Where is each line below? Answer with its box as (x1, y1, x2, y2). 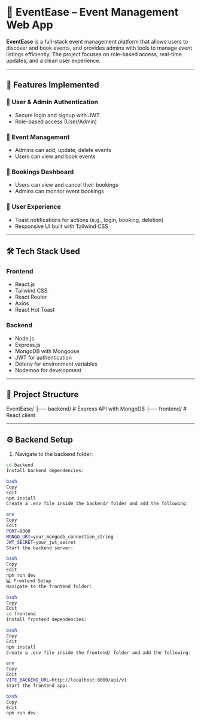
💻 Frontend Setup (6, 577, 51, 584)
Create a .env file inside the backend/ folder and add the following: (6, 501, 188, 507)
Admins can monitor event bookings (14, 188, 104, 195)
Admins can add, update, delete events (14, 146, 112, 153)
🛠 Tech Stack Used (6, 246, 81, 256)
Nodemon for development (14, 366, 82, 373)
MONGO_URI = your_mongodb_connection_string (6, 534, 114, 540)
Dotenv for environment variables (14, 360, 98, 367)
